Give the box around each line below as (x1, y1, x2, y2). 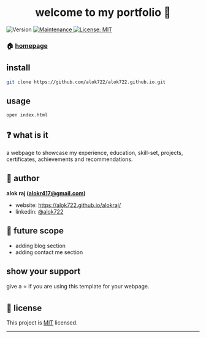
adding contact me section (15, 248, 83, 256)
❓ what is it (6, 130, 48, 140)
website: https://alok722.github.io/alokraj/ (15, 201, 121, 209)
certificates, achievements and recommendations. (6, 156, 133, 163)
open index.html (6, 112, 48, 118)
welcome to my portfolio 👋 (35, 6, 171, 20)
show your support (6, 266, 81, 277)
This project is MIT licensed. (6, 319, 78, 326)
